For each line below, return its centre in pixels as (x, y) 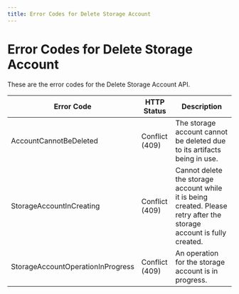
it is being (192, 197)
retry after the (198, 215)
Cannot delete (199, 170)
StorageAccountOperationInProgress (73, 266)
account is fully (201, 233)
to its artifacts (198, 149)
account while (199, 188)
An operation (197, 253)
